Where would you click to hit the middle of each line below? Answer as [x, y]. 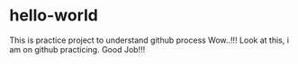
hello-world [54, 16]
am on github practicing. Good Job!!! [77, 49]
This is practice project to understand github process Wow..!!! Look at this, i [149, 40]
